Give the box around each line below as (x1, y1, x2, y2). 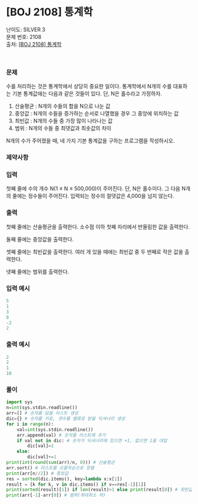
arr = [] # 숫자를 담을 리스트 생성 (6, 410, 78, 416)
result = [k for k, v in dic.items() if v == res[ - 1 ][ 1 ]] (6, 481, 146, 488)
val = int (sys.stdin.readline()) (16, 426, 94, 433)
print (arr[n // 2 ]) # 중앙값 (6, 470, 69, 476)
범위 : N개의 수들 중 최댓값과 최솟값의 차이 (14, 125, 111, 132)
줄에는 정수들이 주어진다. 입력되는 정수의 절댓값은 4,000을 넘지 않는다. (12, 193, 174, 200)
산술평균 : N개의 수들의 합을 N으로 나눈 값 (14, 102, 111, 110)
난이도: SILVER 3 (6, 26, 45, 33)
